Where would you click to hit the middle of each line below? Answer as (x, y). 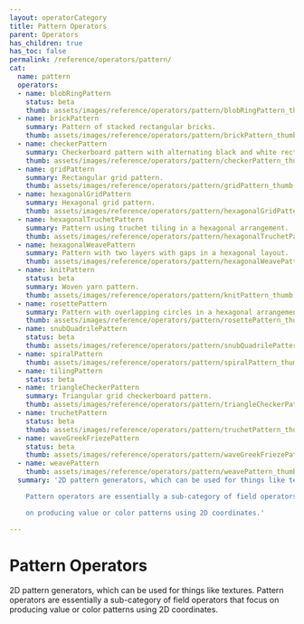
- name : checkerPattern (62, 144)
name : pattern (44, 77)
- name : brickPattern (58, 118)
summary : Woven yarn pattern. (83, 287)
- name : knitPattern (56, 270)
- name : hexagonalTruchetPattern (81, 219)
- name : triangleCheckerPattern (79, 388)
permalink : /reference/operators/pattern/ (90, 60)
